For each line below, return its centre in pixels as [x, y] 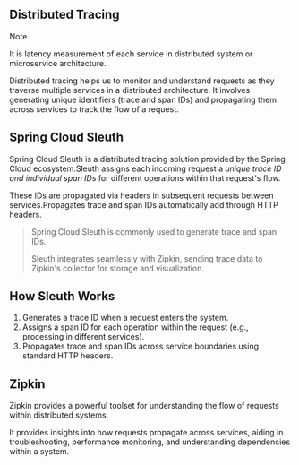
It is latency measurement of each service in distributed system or [131, 54]
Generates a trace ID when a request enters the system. [125, 318]
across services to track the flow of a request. [94, 109]
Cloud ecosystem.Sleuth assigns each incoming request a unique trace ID [145, 168]
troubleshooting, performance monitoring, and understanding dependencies [150, 442]
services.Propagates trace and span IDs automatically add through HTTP [144, 204]
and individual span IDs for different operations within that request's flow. [145, 177]
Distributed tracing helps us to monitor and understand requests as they [142, 81]
